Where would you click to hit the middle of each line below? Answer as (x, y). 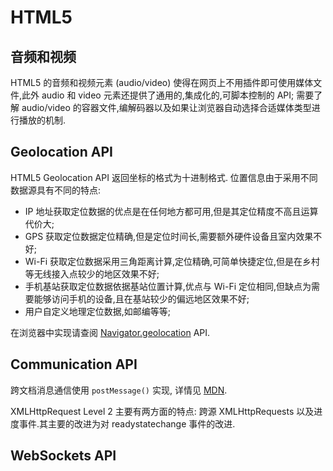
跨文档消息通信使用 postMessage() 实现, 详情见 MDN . (119, 390)
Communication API (74, 364)
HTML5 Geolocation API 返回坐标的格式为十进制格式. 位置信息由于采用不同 (164, 177)
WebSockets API (63, 456)
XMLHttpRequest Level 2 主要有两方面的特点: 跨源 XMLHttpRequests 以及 (162, 411)
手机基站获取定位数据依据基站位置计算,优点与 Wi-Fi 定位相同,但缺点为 (168, 286)
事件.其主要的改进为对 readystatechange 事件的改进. (127, 423)
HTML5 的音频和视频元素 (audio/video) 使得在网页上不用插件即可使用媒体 (162, 82)
